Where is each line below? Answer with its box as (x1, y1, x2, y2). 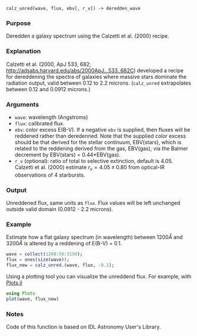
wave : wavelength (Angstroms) (14, 114, 88, 121)
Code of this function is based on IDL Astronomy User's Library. (6, 323, 161, 330)
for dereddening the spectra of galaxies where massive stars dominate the (6, 73, 187, 80)
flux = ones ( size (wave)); (6, 257, 69, 263)
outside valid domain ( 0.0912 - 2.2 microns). (6, 205, 113, 212)
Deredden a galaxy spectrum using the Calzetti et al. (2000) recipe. (6, 32, 169, 39)
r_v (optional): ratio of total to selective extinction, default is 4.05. (14, 157, 173, 164)
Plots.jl (6, 279, 22, 286)
